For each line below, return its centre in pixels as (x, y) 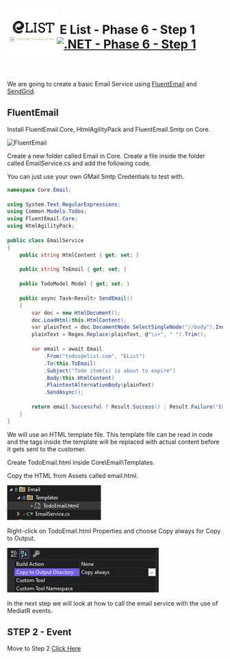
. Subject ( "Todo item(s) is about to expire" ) (110, 371)
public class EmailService (46, 240)
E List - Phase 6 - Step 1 (127, 30)
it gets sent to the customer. (47, 449)
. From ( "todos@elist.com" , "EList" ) (94, 356)
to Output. (21, 538)
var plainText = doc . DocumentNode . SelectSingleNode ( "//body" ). (124, 327)
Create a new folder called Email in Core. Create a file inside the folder (106, 156)
